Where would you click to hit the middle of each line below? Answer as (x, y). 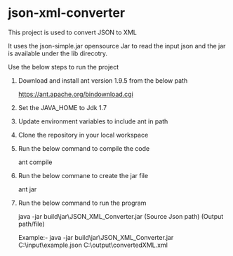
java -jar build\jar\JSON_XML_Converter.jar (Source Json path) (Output (121, 216)
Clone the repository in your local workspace (83, 135)
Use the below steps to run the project (64, 67)
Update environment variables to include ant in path (93, 121)
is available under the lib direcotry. (58, 53)
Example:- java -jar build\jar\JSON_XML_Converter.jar (96, 237)
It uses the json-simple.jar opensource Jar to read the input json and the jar (117, 46)
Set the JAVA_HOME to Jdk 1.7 (62, 107)
